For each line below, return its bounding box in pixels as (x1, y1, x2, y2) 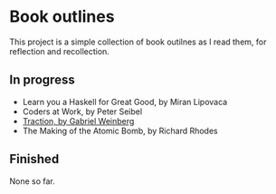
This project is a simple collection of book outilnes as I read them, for (9, 36, 267, 47)
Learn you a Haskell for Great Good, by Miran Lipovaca (22, 96, 228, 107)
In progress (9, 73, 75, 88)
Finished (9, 151, 60, 167)
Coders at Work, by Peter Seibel (22, 106, 143, 117)
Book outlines (9, 6, 115, 27)
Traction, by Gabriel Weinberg (22, 115, 135, 126)
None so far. (9, 175, 56, 187)
